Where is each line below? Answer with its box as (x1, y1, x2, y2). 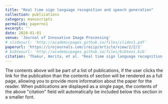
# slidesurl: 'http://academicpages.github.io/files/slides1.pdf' (5, 40, 147, 45)
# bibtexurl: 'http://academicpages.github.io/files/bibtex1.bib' (5, 49, 147, 54)
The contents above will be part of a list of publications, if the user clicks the (5, 67, 163, 73)
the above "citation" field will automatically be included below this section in (5, 88, 162, 95)
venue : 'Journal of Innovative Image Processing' (5, 35, 111, 40)
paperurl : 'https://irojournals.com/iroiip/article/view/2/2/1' (5, 44, 142, 49)
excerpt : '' (5, 26, 30, 31)
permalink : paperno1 (5, 21, 49, 26)
